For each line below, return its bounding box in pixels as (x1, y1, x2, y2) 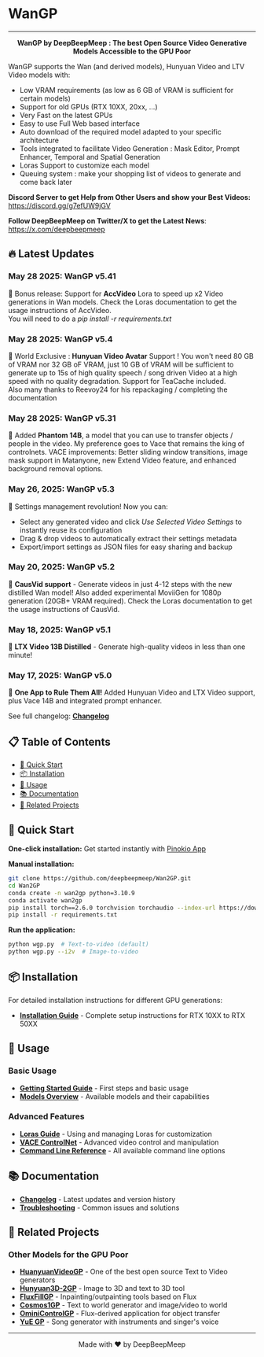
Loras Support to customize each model (19, 160, 150, 170)
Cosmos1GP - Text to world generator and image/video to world (19, 1300, 228, 1310)
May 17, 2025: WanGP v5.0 (8, 670, 112, 681)
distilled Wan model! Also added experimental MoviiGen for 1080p (8, 588, 222, 597)
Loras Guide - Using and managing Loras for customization (19, 1129, 212, 1138)
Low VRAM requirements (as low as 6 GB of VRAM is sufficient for (19, 85, 234, 94)
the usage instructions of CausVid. (8, 604, 120, 614)
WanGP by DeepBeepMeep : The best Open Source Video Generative (16, 38, 247, 47)
